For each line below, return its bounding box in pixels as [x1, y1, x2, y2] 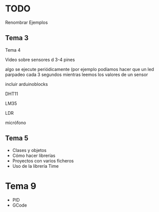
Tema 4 [5, 47, 21, 53]
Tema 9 [5, 180, 36, 192]
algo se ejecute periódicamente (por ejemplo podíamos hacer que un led [5, 66, 154, 72]
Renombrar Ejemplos [5, 19, 48, 25]
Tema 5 [5, 134, 29, 142]
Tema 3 [5, 34, 29, 42]
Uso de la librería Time [12, 163, 59, 169]
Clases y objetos [12, 147, 47, 153]
